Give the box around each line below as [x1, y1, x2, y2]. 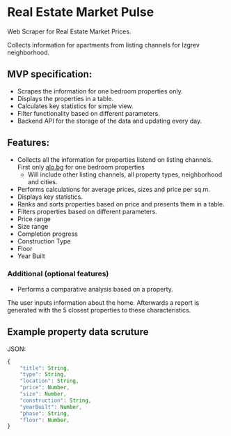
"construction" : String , [19, 397, 92, 404]
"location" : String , [19, 377, 79, 384]
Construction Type [17, 236, 71, 245]
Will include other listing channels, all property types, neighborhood [27, 170, 223, 179]
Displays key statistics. [17, 193, 83, 201]
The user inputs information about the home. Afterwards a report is [7, 298, 200, 307]
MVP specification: [7, 68, 93, 80]
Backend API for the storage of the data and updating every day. [17, 116, 202, 125]
